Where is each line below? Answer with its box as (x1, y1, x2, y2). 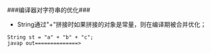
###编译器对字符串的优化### (7, 6, 91, 14)
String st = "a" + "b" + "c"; (7, 34, 94, 41)
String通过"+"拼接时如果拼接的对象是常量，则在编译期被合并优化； (16, 20, 207, 29)
